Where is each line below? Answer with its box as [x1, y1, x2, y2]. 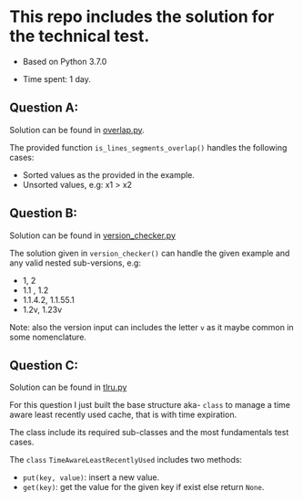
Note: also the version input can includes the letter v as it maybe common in [9, 321, 294, 332]
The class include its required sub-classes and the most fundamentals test [9, 427, 289, 438]
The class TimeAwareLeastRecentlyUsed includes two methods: [9, 454, 243, 465]
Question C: [9, 358, 79, 373]
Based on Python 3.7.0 [22, 56, 107, 67]
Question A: [9, 100, 79, 116]
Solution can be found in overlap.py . [9, 124, 146, 135]
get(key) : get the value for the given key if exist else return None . [22, 482, 265, 493]
